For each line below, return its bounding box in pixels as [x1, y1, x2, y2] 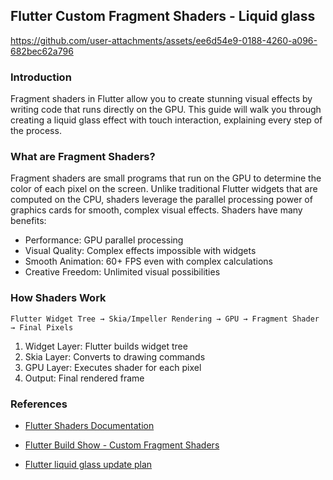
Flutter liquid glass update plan [24, 459, 153, 470]
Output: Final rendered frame [24, 372, 145, 384]
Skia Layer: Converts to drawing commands [24, 350, 206, 363]
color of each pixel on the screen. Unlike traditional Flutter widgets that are [10, 183, 318, 195]
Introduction [10, 70, 72, 84]
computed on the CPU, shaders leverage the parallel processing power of [10, 194, 313, 206]
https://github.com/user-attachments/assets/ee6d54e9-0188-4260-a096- [10, 34, 318, 46]
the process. [10, 125, 62, 137]
